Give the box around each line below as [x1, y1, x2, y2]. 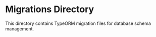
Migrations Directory [5, 4, 94, 15]
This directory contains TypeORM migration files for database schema [5, 20, 151, 26]
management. [5, 25, 34, 31]
